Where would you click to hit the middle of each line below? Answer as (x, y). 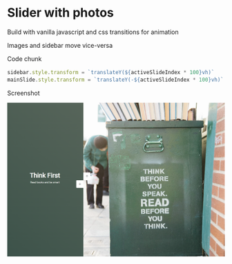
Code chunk (25, 59)
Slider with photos (60, 13)
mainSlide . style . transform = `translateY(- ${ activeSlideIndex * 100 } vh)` (116, 80)
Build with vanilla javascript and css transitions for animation (93, 32)
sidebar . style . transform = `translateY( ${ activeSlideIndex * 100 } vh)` (111, 72)
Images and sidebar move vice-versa (60, 45)
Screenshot (23, 93)
